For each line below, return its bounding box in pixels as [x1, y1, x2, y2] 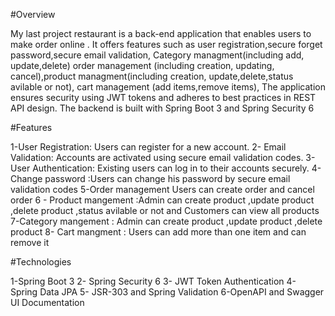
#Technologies [10, 256, 72, 268]
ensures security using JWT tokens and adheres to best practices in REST [10, 92, 317, 103]
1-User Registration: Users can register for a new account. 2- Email [10, 141, 287, 153]
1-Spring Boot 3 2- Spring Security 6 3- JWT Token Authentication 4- [10, 275, 297, 287]
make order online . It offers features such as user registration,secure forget [10, 39, 323, 50]
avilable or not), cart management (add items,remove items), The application [10, 81, 326, 93]
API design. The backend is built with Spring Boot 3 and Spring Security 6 [10, 102, 315, 114]
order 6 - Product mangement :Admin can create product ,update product [10, 194, 315, 206]
